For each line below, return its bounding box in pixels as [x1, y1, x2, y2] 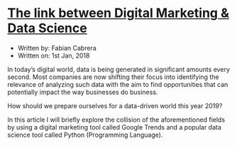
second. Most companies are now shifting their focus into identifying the [7, 73, 219, 81]
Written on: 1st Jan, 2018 [17, 51, 90, 60]
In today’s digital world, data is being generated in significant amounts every [7, 65, 231, 73]
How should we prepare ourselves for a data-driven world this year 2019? [7, 101, 223, 110]
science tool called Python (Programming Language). [7, 130, 163, 139]
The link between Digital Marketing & [7, 5, 229, 21]
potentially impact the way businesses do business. [7, 88, 158, 96]
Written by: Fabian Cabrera [17, 43, 97, 52]
